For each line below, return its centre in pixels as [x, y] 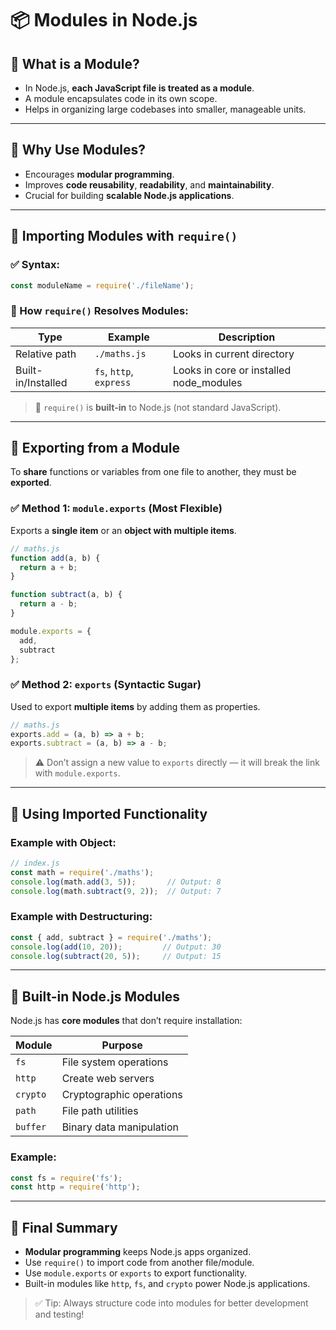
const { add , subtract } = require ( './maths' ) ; [111, 937]
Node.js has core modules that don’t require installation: [126, 1021]
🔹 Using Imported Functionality [109, 813]
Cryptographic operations [122, 1095]
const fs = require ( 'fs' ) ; [66, 1178]
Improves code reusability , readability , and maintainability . [149, 184]
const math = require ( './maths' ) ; [82, 872]
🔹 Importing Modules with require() [124, 236]
